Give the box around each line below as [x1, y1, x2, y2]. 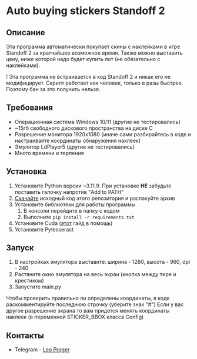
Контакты [6, 330, 44, 340]
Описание [6, 28, 45, 38]
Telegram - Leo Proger [14, 346, 70, 353]
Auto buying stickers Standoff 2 [6, 4, 166, 18]
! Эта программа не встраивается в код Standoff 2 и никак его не [6, 73, 171, 80]
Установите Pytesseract [14, 226, 74, 233]
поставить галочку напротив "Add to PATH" [14, 188, 124, 195]
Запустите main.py [14, 283, 62, 290]
